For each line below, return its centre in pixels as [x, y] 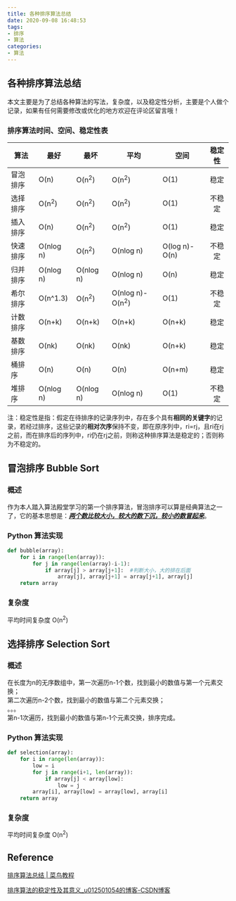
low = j [68, 786]
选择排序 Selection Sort [59, 644]
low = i [44, 765]
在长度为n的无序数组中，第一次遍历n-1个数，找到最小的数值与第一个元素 [112, 682]
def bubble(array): [36, 550]
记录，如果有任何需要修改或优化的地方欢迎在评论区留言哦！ [93, 111]
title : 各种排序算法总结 [39, 14]
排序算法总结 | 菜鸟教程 [41, 875]
